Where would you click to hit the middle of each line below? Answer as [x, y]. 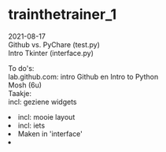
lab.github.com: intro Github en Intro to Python [83, 76]
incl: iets [32, 125]
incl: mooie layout [47, 117]
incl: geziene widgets [42, 102]
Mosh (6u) [25, 85]
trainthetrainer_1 [62, 15]
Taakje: [20, 93]
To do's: [21, 68]
